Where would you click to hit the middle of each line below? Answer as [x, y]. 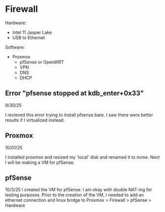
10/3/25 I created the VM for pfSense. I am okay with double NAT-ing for [79, 190]
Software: [15, 47]
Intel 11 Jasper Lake [32, 32]
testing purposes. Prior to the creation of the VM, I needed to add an [74, 195]
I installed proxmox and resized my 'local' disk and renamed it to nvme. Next [82, 157]
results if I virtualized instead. [35, 120]
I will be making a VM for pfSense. [40, 162]
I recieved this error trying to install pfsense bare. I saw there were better [79, 115]
